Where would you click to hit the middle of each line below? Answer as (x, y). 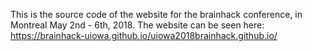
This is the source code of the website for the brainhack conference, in (156, 14)
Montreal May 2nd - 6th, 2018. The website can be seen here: (137, 25)
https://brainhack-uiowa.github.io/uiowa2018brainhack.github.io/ (144, 35)
